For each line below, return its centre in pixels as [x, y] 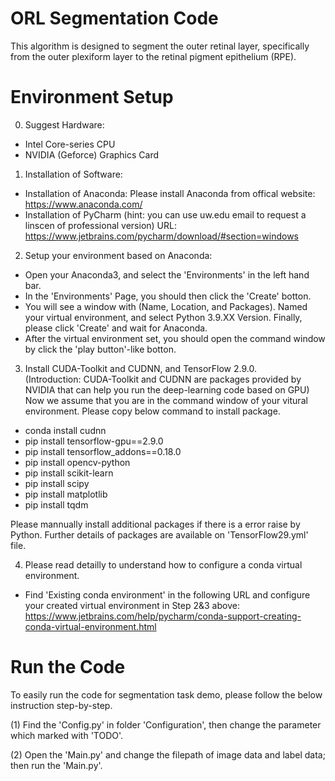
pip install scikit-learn [69, 473]
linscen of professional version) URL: [100, 225]
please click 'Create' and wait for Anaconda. [116, 328]
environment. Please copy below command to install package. [152, 411]
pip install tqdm [56, 504]
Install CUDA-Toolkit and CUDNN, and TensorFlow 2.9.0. [140, 368]
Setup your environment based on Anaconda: [118, 255]
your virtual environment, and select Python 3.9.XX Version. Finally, [163, 317]
